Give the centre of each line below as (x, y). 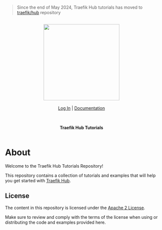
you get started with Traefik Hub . (38, 180)
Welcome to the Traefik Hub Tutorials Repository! (54, 166)
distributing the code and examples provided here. (55, 222)
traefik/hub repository (39, 12)
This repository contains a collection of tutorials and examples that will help (81, 175)
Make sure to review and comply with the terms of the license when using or (81, 217)
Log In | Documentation (81, 108)
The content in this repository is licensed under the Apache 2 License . (75, 208)
